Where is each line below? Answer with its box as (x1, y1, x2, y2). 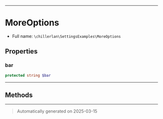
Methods (5, 91, 33, 99)
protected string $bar (5, 73, 51, 78)
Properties (5, 47, 38, 56)
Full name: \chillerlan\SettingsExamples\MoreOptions (12, 33, 121, 39)
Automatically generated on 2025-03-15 (16, 108, 98, 114)
